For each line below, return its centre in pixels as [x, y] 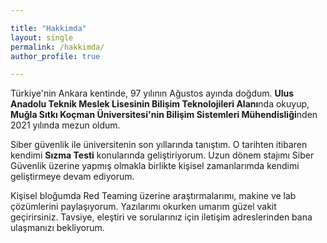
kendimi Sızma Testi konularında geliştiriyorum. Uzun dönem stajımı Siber [162, 155]
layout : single [42, 37]
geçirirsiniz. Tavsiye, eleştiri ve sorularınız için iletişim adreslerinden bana [161, 217]
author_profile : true [55, 56]
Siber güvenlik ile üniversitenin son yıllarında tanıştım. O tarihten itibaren [159, 145]
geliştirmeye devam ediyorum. [72, 177]
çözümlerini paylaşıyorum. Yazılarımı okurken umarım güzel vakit [143, 207]
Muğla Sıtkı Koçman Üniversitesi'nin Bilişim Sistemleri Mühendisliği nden [164, 115]
